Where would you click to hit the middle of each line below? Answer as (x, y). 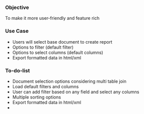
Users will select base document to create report (62, 42)
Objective (17, 7)
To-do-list (18, 70)
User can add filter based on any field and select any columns (76, 92)
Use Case (17, 31)
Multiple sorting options (36, 97)
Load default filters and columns (45, 86)
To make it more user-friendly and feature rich (52, 18)
